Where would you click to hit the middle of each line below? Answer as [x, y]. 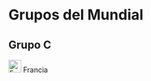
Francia [36, 70]
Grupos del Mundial [76, 15]
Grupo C [30, 45]
